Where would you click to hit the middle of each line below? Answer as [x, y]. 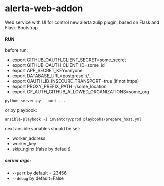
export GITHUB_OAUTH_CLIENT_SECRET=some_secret [69, 60]
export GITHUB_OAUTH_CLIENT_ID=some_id [58, 65]
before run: [17, 50]
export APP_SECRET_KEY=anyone [47, 71]
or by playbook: [21, 110]
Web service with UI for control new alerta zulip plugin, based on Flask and [82, 22]
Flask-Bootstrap [22, 27]
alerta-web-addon [44, 9]
